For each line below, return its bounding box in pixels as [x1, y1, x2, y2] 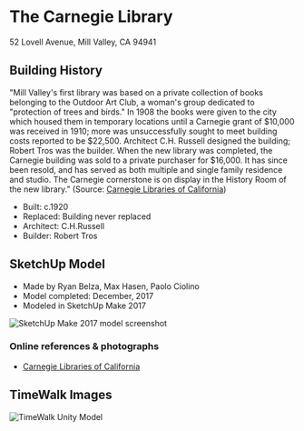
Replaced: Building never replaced [22, 211, 152, 222]
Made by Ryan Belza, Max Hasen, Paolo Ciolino [22, 280, 200, 292]
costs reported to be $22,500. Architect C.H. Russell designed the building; [9, 135, 290, 146]
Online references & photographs [9, 340, 160, 353]
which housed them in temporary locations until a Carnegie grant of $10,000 [9, 115, 295, 126]
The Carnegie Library [9, 6, 173, 27]
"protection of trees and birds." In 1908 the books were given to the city [9, 106, 277, 117]
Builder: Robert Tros [22, 230, 98, 241]
